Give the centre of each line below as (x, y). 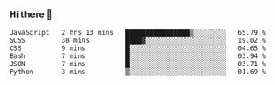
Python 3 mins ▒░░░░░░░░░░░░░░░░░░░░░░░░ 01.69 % (138, 72)
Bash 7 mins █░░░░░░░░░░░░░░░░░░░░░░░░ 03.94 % (138, 56)
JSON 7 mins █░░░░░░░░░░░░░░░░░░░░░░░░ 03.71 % (138, 64)
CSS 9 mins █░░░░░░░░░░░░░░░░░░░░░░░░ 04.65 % (138, 48)
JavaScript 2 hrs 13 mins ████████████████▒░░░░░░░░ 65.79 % (138, 33)
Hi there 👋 (31, 14)
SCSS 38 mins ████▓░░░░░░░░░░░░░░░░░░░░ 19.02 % (138, 41)
